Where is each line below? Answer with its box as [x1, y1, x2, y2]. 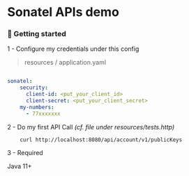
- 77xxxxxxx [25, 110, 61, 117]
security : [20, 84, 49, 91]
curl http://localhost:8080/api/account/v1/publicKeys [20, 136, 183, 143]
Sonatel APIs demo [7, 4, 120, 20]
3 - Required [7, 148, 43, 157]
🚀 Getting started [7, 29, 66, 39]
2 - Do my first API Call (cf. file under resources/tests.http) [7, 122, 175, 131]
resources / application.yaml [24, 58, 107, 67]
